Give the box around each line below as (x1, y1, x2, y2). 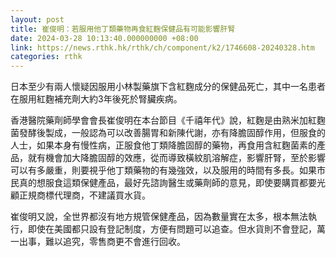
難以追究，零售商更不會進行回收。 (44, 236, 186, 248)
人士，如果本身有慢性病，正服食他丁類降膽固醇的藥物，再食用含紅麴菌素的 (10, 139, 317, 151)
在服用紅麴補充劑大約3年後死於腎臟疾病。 (10, 93, 183, 105)
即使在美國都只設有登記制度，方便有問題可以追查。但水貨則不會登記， (27, 223, 317, 235)
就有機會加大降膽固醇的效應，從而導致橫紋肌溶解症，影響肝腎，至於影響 (27, 152, 326, 164)
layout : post (10, 14, 65, 25)
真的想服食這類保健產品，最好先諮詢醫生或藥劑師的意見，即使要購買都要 (18, 177, 317, 189)
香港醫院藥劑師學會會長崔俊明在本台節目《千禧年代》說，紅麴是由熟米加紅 (10, 114, 317, 126)
